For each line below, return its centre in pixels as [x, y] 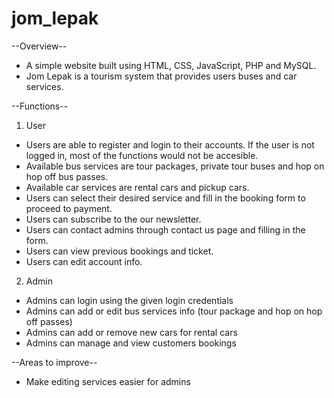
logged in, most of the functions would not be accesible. [142, 155]
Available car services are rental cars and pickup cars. [137, 187]
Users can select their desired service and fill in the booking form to [165, 198]
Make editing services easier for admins [108, 381]
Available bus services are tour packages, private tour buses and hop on [175, 166]
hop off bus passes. [67, 176]
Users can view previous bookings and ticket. [119, 251]
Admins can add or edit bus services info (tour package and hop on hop [174, 311]
